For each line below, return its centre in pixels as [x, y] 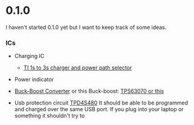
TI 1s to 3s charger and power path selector [78, 68]
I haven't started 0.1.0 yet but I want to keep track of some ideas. [86, 27]
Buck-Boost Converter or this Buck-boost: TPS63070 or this [89, 91]
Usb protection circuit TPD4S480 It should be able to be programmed [101, 103]
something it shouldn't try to [50, 116]
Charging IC [29, 56]
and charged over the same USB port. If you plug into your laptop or [99, 109]
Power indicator [34, 80]
